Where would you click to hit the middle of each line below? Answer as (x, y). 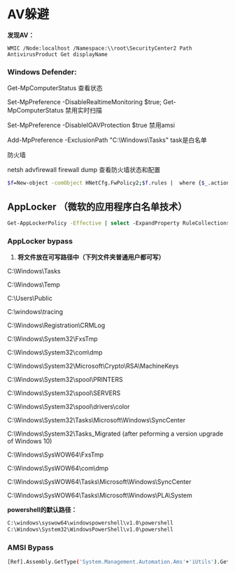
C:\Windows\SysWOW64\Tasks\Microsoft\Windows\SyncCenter (99, 482)
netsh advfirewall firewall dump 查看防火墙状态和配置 (84, 170)
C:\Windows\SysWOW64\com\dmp (58, 469)
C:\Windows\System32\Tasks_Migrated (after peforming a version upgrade (115, 434)
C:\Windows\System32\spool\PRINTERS (65, 380)
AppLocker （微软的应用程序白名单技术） (97, 207)
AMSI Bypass (30, 548)
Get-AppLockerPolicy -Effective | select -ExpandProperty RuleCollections (119, 223)
